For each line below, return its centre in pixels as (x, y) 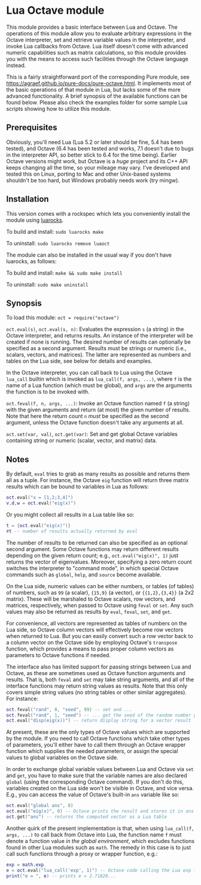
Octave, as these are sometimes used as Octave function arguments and (96, 673)
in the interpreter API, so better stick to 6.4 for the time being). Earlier (92, 155)
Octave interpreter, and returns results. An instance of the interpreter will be (100, 336)
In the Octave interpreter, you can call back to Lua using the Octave (89, 373)
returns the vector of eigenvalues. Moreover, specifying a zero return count (99, 562)
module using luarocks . (35, 220)
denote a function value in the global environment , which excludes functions (100, 841)
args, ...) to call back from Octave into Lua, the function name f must (94, 835)
